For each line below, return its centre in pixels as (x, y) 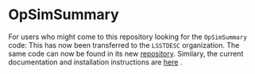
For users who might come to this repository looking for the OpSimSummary (128, 37)
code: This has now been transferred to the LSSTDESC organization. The (124, 45)
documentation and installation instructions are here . (95, 62)
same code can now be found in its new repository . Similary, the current (126, 53)
